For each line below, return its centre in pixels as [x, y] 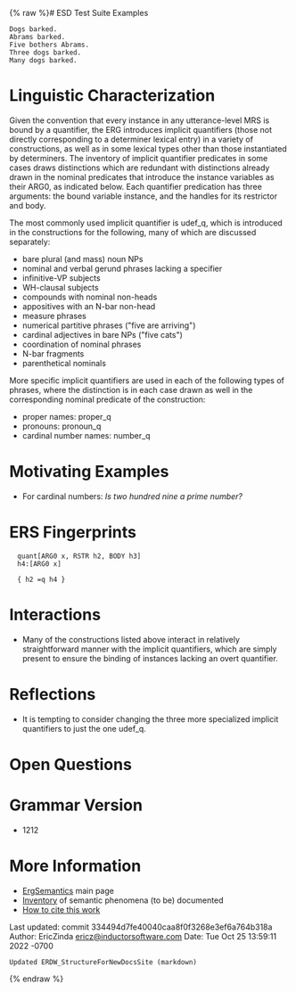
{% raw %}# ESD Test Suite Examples [79, 13]
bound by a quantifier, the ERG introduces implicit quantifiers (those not [141, 129]
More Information [75, 866]
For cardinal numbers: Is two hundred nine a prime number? [132, 496]
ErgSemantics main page [68, 890]
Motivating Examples [89, 472]
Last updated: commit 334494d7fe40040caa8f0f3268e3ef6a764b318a [141, 927]
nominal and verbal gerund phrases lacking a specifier [122, 268]
